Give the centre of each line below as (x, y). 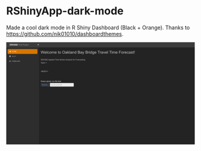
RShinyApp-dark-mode (65, 11)
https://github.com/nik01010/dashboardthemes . (65, 33)
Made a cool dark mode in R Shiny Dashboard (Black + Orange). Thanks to (98, 27)
